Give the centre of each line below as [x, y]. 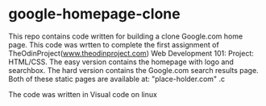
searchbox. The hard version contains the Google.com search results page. [134, 70]
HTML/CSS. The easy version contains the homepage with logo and [121, 62]
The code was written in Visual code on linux [83, 94]
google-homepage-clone [94, 14]
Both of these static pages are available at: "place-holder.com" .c [117, 79]
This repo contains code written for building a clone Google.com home [126, 36]
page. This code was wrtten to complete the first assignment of [114, 44]
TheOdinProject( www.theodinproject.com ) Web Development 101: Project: [131, 53]
